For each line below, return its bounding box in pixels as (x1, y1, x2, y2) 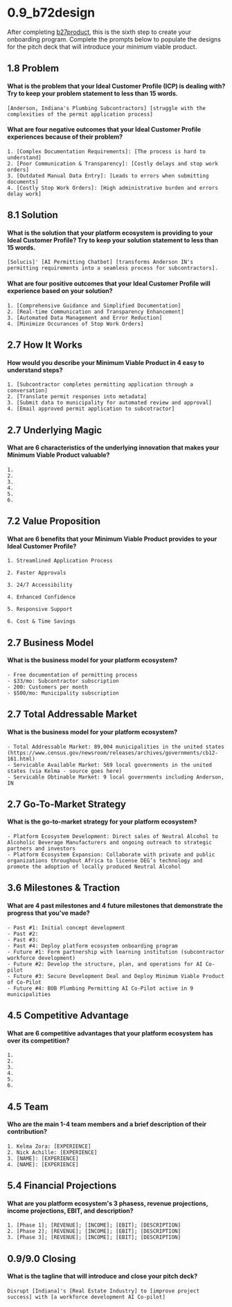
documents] (7, 178, 39, 185)
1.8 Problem (7, 62, 60, 74)
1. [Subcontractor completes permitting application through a (7, 381, 194, 389)
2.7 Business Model (7, 637, 94, 648)
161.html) (7, 755, 36, 763)
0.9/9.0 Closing (7, 1252, 76, 1265)
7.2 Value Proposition (7, 515, 101, 527)
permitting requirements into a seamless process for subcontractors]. (7, 265, 218, 272)
